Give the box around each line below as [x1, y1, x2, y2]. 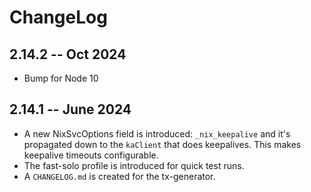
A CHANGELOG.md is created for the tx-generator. [23, 170, 216, 182]
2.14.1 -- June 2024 [9, 101, 132, 118]
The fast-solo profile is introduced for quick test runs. [23, 159, 245, 171]
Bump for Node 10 [23, 72, 99, 84]
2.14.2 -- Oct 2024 [9, 46, 127, 63]
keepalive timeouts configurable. [23, 149, 159, 161]
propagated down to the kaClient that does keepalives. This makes [23, 138, 302, 150]
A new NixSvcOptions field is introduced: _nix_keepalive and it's [23, 127, 291, 140]
